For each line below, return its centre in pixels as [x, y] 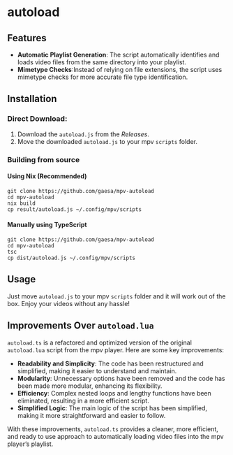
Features [27, 38]
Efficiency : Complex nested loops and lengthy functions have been [114, 393]
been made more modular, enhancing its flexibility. [90, 386]
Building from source [44, 159]
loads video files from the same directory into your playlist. [102, 62]
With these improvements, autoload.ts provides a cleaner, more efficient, [113, 429]
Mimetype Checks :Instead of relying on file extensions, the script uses [120, 70]
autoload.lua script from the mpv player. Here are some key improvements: [116, 349]
